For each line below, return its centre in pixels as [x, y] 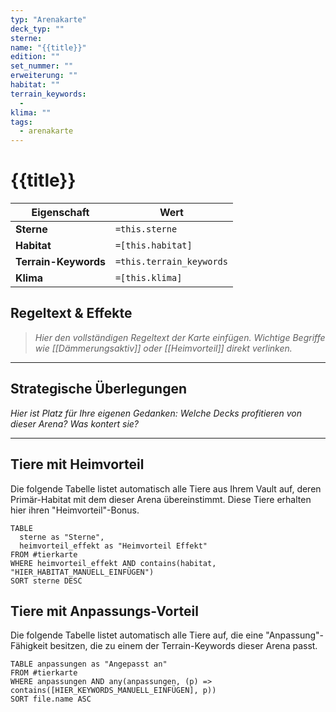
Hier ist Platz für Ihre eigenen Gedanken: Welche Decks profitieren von [156, 413]
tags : [21, 122]
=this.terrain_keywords [171, 262]
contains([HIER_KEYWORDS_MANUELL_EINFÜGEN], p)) [113, 691]
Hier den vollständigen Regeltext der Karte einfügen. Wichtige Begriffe [180, 337]
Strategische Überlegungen [98, 389]
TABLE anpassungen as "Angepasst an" [89, 664]
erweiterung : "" [44, 76]
